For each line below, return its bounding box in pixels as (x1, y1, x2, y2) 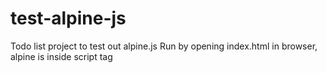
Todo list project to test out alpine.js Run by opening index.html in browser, (10, 40, 318, 52)
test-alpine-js (10, 7, 127, 30)
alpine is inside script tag (10, 50, 113, 62)
